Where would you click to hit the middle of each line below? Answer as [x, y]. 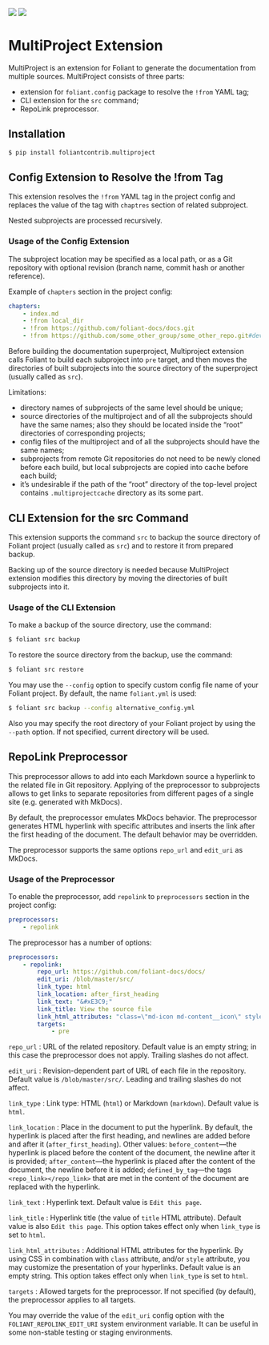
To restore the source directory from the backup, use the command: [120, 655]
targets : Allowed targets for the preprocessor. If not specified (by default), [132, 1291]
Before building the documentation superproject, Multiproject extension [126, 351]
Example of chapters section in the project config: [90, 291]
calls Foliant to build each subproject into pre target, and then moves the [128, 359]
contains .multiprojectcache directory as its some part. [112, 493]
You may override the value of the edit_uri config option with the [116, 1315]
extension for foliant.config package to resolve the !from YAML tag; [134, 91]
